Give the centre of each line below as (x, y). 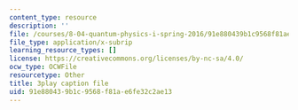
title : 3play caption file (59, 83)
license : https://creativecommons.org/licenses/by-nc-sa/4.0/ (126, 59)
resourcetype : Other (47, 75)
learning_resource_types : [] (63, 51)
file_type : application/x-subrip (71, 42)
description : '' (39, 26)
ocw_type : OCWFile (43, 67)
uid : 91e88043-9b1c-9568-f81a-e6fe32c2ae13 (91, 91)
